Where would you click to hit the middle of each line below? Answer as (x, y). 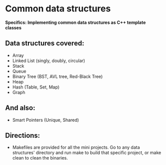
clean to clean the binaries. (40, 158)
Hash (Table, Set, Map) (36, 87)
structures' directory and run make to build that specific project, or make (87, 153)
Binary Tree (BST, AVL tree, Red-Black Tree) (57, 76)
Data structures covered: (45, 43)
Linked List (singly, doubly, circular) (49, 61)
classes (13, 27)
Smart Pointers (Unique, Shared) (46, 120)
